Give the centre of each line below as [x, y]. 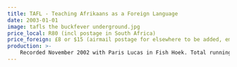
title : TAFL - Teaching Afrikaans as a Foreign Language [93, 14]
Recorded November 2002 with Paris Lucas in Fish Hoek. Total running [126, 53]
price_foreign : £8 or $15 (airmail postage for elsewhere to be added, [115, 40]
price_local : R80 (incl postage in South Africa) [82, 33]
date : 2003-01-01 [33, 20]
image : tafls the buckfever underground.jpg [74, 27]
